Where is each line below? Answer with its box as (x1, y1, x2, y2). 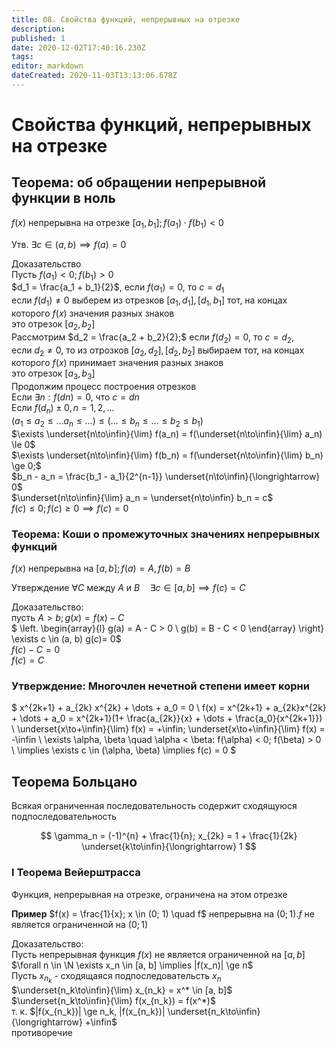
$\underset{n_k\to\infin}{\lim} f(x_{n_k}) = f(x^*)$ (11, 994, 216, 1006)
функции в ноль (11, 190, 116, 207)
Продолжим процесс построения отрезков (11, 381, 197, 393)
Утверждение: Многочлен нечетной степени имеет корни (11, 679, 310, 693)
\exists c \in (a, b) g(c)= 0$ (11, 633, 122, 645)
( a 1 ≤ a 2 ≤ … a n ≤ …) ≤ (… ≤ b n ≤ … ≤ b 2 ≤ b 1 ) (11, 415, 204, 429)
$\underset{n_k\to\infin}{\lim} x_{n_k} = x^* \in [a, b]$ (11, 984, 233, 996)
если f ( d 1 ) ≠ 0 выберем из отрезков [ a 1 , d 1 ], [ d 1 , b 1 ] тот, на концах (11, 294, 288, 309)
